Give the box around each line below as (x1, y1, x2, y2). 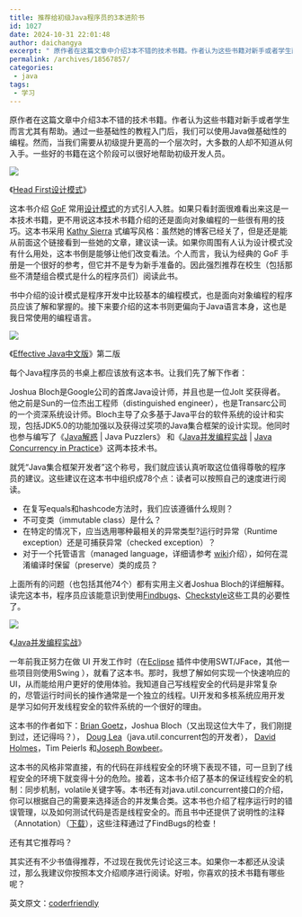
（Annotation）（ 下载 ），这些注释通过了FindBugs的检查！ (9, 817, 218, 828)
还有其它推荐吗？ (9, 837, 73, 848)
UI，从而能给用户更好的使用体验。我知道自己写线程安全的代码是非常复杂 (9, 678, 278, 689)
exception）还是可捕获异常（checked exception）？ (22, 537, 217, 548)
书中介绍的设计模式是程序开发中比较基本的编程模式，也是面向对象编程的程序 (9, 289, 293, 300)
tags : (9, 80, 30, 89)
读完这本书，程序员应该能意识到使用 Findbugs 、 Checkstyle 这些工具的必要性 (9, 590, 290, 601)
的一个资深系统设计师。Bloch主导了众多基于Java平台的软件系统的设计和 (9, 408, 277, 419)
